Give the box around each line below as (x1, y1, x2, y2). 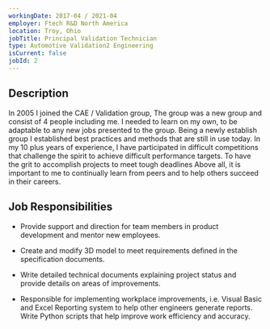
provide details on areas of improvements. (19, 278, 162, 288)
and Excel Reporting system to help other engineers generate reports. (19, 302, 253, 312)
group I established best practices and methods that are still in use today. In (8, 134, 261, 144)
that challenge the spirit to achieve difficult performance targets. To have (8, 151, 251, 160)
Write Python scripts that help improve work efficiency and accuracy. (19, 311, 251, 321)
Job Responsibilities (8, 200, 113, 214)
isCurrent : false (8, 49, 67, 57)
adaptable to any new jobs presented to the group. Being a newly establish (8, 125, 257, 135)
